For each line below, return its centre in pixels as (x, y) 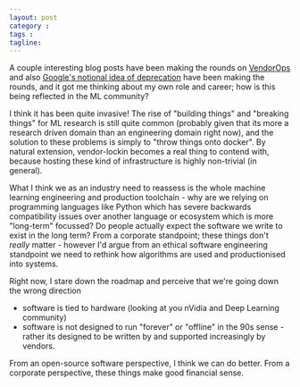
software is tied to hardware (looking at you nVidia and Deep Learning (150, 308)
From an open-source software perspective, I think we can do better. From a (150, 364)
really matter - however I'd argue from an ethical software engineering (138, 245)
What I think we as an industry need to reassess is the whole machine (137, 188)
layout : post (33, 17)
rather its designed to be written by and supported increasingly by (144, 337)
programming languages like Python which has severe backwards (130, 207)
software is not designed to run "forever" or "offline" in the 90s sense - (153, 327)
